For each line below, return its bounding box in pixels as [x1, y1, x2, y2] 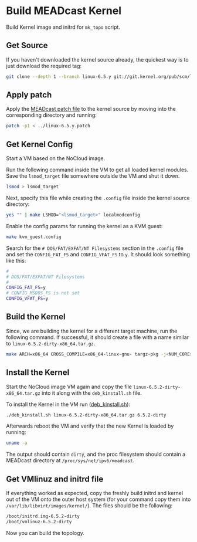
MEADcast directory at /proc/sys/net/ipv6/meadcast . [6, 457, 135, 464]
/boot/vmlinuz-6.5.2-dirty [6, 519, 72, 524]
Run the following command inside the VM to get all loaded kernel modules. [6, 166, 189, 174]
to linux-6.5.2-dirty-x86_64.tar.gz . [6, 340, 96, 347]
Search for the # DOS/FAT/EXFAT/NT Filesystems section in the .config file [6, 245, 184, 252]
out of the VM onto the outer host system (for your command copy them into [6, 496, 191, 503]
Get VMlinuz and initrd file [6, 474, 104, 484]
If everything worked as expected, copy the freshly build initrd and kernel [6, 490, 184, 497]
